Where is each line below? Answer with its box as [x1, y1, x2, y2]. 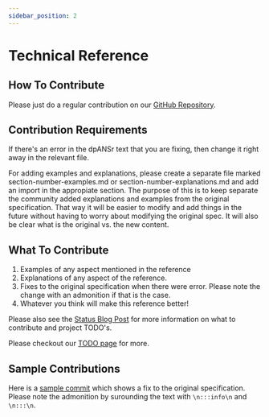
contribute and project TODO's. [8, 323, 112, 332]
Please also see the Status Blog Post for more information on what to [8, 315, 236, 324]
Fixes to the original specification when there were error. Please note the [19, 282, 261, 291]
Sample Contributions [8, 361, 120, 375]
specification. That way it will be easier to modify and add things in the [8, 203, 243, 213]
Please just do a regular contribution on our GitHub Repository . [8, 100, 216, 109]
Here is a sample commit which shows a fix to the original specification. [8, 383, 246, 393]
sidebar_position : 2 [8, 11, 78, 20]
